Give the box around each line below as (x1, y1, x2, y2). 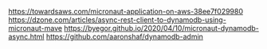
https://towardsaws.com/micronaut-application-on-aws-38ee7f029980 (8, 7, 244, 16)
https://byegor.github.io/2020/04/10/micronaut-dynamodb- (63, 24, 259, 32)
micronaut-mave (8, 24, 62, 32)
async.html (8, 32, 45, 41)
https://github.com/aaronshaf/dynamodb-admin (45, 32, 203, 41)
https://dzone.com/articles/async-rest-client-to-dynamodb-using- (8, 15, 227, 24)
